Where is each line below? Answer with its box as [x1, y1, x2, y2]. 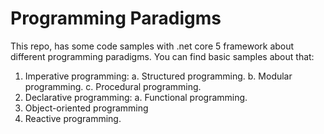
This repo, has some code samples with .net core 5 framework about [10, 40, 295, 52]
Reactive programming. [24, 112, 122, 124]
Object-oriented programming [24, 102, 149, 114]
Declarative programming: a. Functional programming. [24, 91, 248, 103]
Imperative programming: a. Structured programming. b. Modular [24, 70, 293, 82]
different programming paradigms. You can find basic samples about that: [10, 50, 315, 62]
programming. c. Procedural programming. [24, 80, 202, 92]
